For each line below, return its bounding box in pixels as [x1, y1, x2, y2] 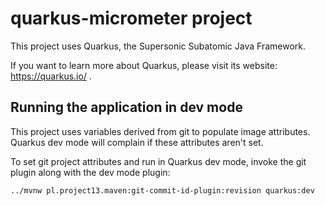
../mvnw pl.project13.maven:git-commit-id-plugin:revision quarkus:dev [10, 185, 315, 196]
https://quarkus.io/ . [10, 70, 92, 82]
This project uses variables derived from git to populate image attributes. [10, 125, 311, 137]
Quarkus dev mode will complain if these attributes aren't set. [10, 136, 264, 148]
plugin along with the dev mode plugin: [10, 166, 171, 178]
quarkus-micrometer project [10, 7, 253, 30]
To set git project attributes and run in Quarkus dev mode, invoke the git [10, 155, 307, 167]
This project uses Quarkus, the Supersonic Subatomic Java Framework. [10, 40, 306, 52]
